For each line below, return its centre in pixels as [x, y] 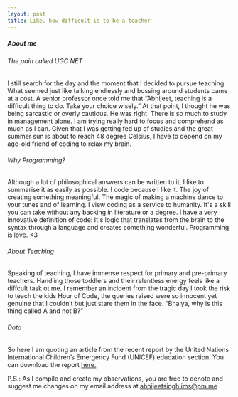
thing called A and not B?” [45, 311]
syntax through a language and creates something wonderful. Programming [118, 228]
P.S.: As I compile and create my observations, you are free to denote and [115, 379]
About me [22, 43]
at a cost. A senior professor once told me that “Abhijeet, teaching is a [109, 99]
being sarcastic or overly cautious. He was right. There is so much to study [117, 114]
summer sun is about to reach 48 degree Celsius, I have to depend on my [115, 137]
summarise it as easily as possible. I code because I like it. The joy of [108, 190]
